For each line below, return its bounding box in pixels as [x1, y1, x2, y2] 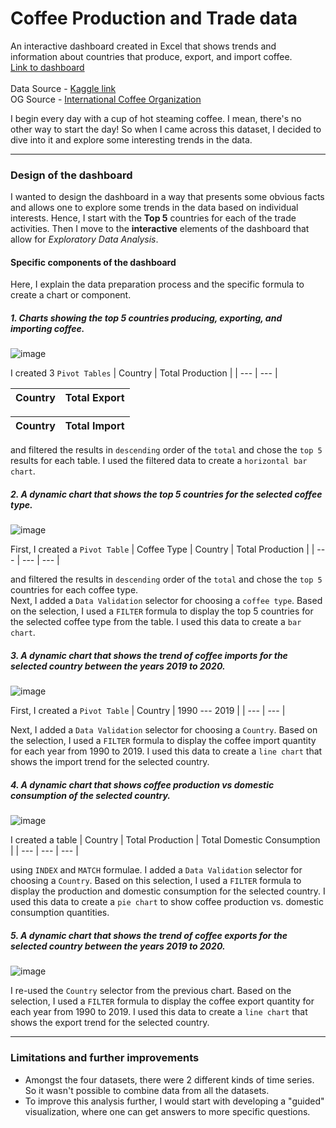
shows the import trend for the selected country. [10, 756, 210, 768]
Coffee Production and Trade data [10, 7, 298, 30]
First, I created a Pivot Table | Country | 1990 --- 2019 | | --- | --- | [10, 705, 286, 717]
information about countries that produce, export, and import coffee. [10, 50, 293, 62]
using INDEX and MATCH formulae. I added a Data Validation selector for [10, 864, 303, 876]
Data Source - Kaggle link [10, 82, 117, 94]
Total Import [64, 419, 125, 433]
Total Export [64, 391, 125, 405]
